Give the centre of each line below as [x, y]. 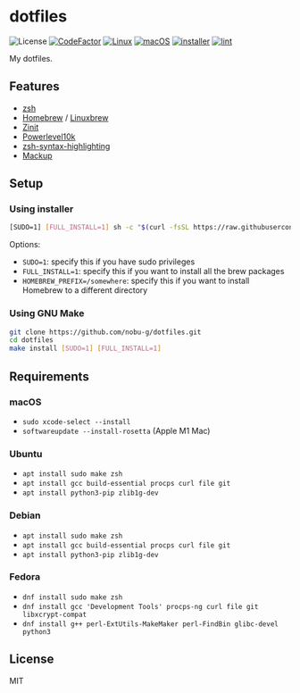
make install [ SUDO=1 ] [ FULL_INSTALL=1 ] [86, 349]
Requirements [49, 376]
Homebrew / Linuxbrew [65, 117]
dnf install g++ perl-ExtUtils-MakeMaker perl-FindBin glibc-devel [150, 624]
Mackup [37, 155]
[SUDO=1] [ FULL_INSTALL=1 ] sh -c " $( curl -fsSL [100, 228]
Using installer [42, 209]
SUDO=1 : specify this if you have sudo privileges [108, 262]
